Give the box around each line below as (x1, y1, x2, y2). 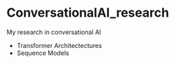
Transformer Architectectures (16, 41, 103, 49)
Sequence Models (16, 49, 69, 57)
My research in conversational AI (6, 28, 102, 36)
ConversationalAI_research (6, 5, 169, 21)
